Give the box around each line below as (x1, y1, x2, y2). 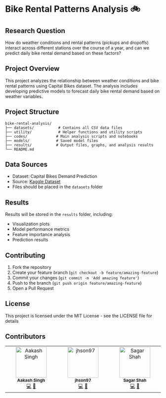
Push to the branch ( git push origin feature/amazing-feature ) (12, 280, 142, 286)
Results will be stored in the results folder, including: (5, 211, 113, 217)
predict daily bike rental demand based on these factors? (5, 50, 121, 56)
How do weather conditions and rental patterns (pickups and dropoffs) (5, 40, 149, 46)
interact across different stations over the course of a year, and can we (5, 45, 150, 50)
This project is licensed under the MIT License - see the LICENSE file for (5, 312, 152, 319)
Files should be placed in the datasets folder (12, 184, 103, 190)
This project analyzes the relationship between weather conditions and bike (5, 77, 159, 84)
